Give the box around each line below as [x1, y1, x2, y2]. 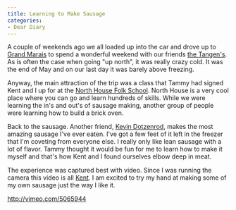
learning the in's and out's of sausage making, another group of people [7, 101, 214, 110]
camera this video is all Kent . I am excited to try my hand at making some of [7, 173, 227, 182]
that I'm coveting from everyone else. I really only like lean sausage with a [7, 137, 222, 146]
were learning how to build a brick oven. [7, 109, 124, 117]
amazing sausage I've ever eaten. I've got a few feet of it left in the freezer [7, 130, 223, 138]
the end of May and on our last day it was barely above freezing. [7, 65, 195, 74]
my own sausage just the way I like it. [7, 181, 116, 190]
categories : [7, 17, 42, 24]
